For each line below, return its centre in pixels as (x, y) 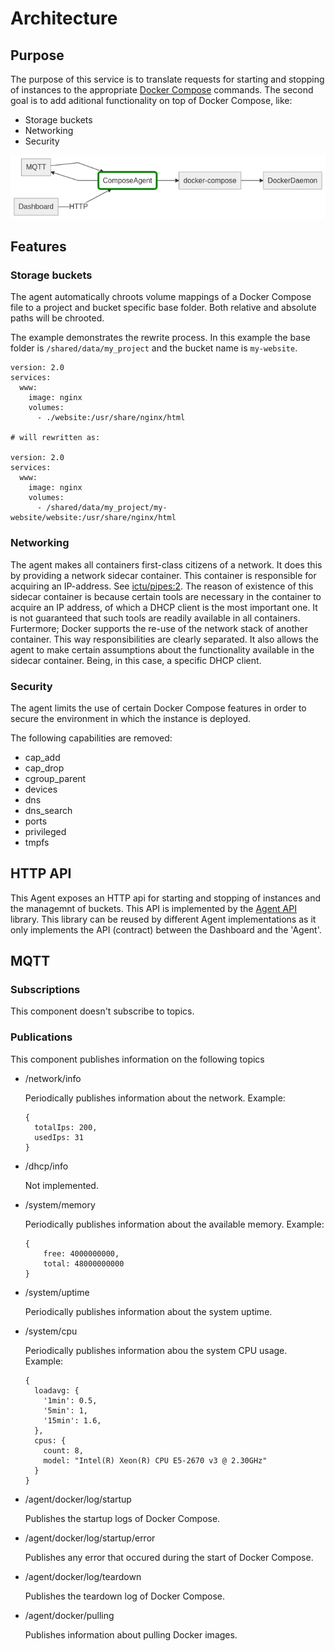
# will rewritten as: (55, 438)
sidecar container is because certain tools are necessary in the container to (166, 596)
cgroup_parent (55, 778)
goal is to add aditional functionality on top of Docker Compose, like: (151, 100)
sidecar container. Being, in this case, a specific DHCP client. (136, 660)
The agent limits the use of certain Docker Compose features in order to (158, 708)
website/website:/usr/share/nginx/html (93, 518)
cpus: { (50, 1440)
